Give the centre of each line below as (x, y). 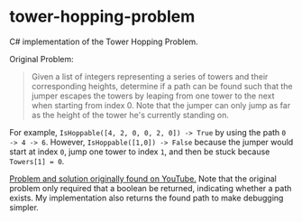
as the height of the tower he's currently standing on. (130, 115)
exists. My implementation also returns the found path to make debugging (146, 198)
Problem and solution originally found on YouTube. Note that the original (143, 179)
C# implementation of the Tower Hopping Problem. (104, 42)
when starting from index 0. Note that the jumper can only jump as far (161, 105)
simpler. (24, 207)
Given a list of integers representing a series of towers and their (150, 76)
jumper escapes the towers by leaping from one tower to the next (153, 96)
